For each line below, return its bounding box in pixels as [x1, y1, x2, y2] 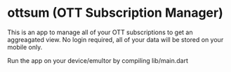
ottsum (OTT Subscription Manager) [7, 5, 223, 21]
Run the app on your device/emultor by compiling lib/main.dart [7, 56, 188, 64]
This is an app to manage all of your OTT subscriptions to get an [7, 28, 193, 36]
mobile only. [7, 43, 43, 51]
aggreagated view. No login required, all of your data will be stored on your [7, 35, 224, 43]
